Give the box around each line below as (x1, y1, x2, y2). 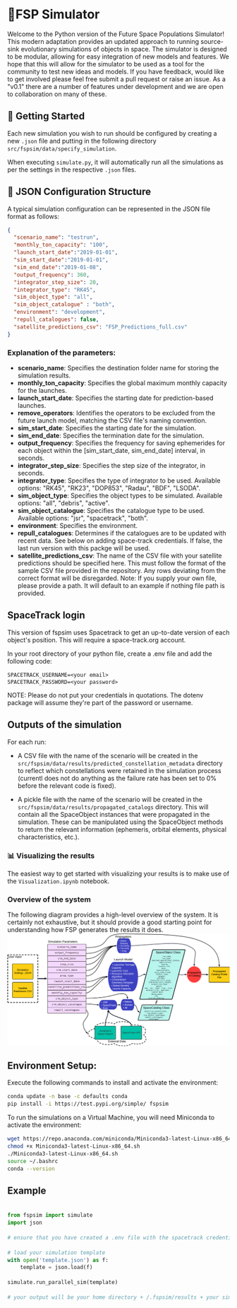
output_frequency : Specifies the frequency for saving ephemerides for (17, 438, 226, 447)
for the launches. (17, 386, 67, 394)
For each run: (7, 738, 47, 746)
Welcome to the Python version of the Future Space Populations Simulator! (7, 30, 224, 38)
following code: (7, 656, 52, 665)
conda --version (7, 1165, 55, 1172)
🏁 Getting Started (7, 110, 85, 122)
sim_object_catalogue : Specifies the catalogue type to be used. (17, 506, 205, 514)
